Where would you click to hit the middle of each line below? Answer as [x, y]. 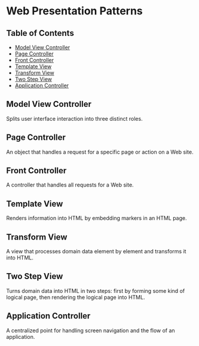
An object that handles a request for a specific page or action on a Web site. [100, 152]
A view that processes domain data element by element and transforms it [96, 252]
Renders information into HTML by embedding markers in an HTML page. [97, 218]
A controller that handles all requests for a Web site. [70, 185]
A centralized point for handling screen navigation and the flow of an [91, 330]
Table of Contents [40, 33]
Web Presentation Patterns [75, 11]
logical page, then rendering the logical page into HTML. [76, 297]
